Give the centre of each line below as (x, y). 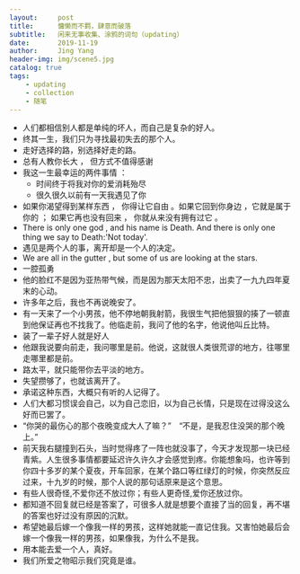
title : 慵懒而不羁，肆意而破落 (71, 26)
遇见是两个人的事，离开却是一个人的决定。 (101, 248)
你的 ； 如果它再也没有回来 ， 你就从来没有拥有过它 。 (122, 217)
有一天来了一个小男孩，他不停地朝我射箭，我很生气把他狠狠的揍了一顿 (152, 313)
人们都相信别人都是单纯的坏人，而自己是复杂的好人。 (121, 128)
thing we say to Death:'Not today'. (85, 237)
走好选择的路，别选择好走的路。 (81, 150)
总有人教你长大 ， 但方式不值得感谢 (88, 162)
